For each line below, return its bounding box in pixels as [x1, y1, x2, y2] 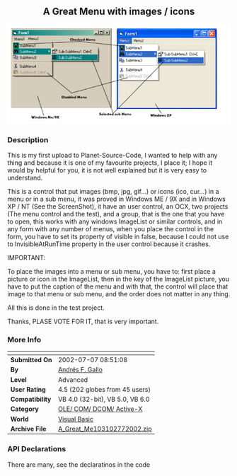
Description [7, 134, 49, 144]
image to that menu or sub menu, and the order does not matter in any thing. [7, 290, 231, 298]
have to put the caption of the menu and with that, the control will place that [7, 282, 229, 291]
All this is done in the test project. [7, 303, 105, 312]
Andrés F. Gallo [57, 366, 103, 374]
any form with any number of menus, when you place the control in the [7, 225, 214, 233]
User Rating [10, 385, 46, 393]
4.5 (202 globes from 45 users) [57, 385, 151, 393]
